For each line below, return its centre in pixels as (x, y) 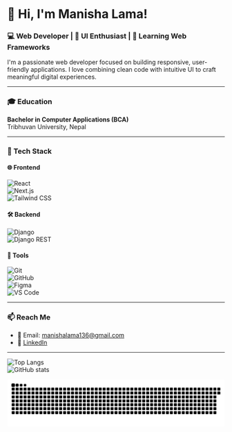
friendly (18, 70)
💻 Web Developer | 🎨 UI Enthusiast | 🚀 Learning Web (97, 36)
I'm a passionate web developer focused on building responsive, (99, 62)
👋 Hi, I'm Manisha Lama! (77, 14)
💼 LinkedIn (32, 342)
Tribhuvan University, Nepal (47, 126)
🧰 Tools (18, 255)
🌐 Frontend (23, 168)
